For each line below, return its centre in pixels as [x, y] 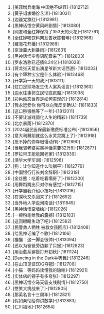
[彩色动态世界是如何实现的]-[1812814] [50, 99]
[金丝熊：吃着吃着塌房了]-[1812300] [48, 178]
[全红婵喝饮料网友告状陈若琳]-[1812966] [53, 38]
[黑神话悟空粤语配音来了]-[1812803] [48, 56]
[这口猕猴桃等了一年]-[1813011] [43, 111]
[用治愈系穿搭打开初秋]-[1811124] [45, 252]
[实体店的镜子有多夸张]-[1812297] [46, 276]
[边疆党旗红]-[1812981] [35, 19]
